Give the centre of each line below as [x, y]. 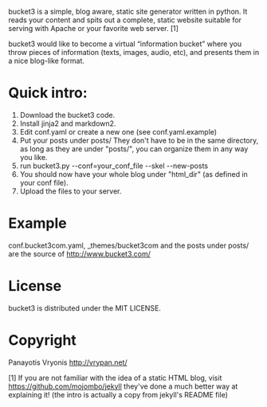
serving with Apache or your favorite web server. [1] [94, 28]
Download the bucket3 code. [67, 115]
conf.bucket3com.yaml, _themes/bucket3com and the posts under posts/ [129, 245]
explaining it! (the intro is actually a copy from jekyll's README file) [118, 394]
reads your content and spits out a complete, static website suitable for [125, 20]
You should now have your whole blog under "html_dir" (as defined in [134, 174]
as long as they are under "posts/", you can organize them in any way [134, 149]
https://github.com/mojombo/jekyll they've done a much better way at [123, 386]
